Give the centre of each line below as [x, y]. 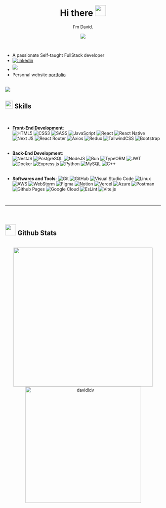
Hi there [77, 13]
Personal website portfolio [39, 75]
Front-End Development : [38, 128]
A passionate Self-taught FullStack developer [58, 55]
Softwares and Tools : [34, 179]
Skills [23, 106]
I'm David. [83, 27]
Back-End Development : [38, 153]
